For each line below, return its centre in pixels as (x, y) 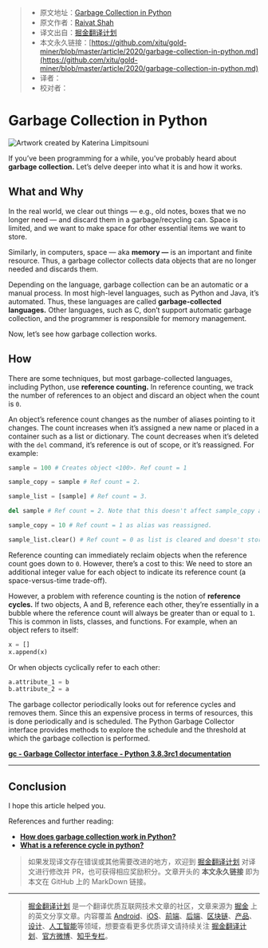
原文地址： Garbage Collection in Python (105, 12)
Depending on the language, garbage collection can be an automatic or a (128, 284)
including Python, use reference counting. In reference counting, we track (131, 387)
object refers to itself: (43, 629)
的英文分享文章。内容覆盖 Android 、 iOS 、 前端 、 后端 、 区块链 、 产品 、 (142, 916)
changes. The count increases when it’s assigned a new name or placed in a (134, 427)
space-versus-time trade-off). (58, 580)
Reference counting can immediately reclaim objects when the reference (128, 555)
